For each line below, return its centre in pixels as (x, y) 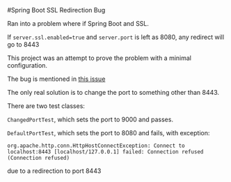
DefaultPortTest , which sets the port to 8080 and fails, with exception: (109, 133)
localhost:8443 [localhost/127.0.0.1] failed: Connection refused (105, 152)
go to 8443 (23, 44)
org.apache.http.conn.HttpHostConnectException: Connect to (96, 146)
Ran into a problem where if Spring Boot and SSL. (78, 23)
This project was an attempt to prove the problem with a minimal (99, 58)
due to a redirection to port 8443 (54, 171)
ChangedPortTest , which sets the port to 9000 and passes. (90, 119)
